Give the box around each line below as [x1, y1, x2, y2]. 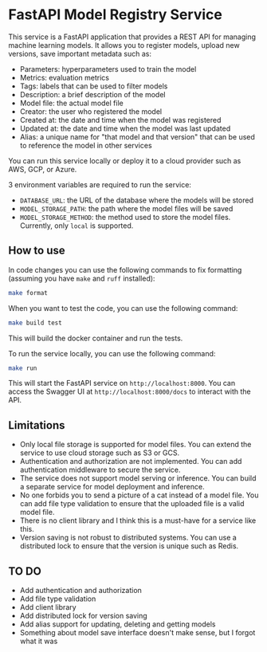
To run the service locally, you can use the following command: [8, 348, 216, 358]
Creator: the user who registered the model [19, 106, 162, 116]
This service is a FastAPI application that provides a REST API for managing [8, 32, 257, 41]
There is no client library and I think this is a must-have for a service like [19, 516, 257, 525]
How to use [8, 244, 65, 257]
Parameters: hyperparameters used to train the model [19, 64, 197, 73]
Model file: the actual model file [19, 98, 124, 108]
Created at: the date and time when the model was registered [19, 115, 222, 124]
